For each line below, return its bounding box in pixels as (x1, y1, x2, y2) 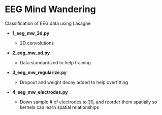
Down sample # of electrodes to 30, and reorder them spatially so (19, 99, 157, 105)
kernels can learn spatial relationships (19, 104, 100, 110)
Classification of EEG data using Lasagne (5, 20, 91, 26)
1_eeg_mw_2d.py (12, 30, 50, 36)
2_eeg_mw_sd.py (12, 50, 50, 56)
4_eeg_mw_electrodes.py (12, 89, 68, 95)
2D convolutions (19, 40, 54, 46)
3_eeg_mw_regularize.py (12, 69, 67, 75)
